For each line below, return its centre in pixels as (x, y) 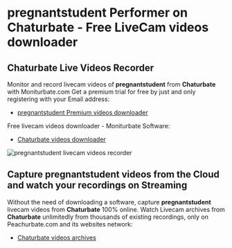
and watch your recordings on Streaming (97, 185)
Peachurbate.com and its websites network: (70, 224)
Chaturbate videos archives (57, 238)
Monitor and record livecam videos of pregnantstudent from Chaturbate (111, 84)
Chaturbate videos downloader (61, 139)
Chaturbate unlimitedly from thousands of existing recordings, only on (108, 217)
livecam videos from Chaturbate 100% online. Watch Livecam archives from (116, 209)
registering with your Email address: (59, 99)
